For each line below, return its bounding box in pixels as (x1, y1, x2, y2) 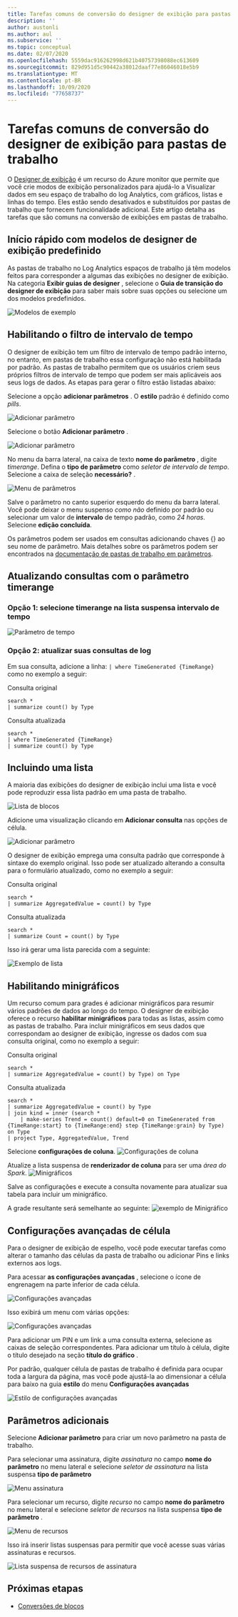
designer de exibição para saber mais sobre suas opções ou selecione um (7, 287, 228, 295)
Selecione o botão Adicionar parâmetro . (7, 427, 129, 436)
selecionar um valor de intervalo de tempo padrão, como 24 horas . (7, 512, 205, 522)
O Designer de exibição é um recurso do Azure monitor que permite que (7, 175, 219, 184)
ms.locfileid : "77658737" (7, 90, 84, 97)
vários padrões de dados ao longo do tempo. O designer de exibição (7, 1007, 209, 1015)
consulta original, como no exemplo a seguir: (7, 1037, 140, 1045)
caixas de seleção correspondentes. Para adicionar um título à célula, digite (7, 1343, 230, 1352)
